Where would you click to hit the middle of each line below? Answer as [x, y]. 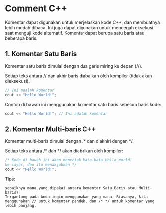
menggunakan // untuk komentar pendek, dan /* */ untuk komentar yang [80, 201]
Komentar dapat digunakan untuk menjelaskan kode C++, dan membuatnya [83, 22]
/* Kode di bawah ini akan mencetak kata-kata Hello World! [69, 160]
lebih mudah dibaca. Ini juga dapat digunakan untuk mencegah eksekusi [79, 27]
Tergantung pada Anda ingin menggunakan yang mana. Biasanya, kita [77, 197]
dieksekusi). [18, 81]
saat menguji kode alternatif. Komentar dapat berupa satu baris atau [75, 33]
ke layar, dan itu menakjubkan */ [41, 165]
